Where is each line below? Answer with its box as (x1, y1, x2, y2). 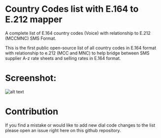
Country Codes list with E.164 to (5, 3, 139, 15)
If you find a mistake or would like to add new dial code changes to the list (5, 122, 156, 128)
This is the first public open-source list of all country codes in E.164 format (5, 45, 157, 51)
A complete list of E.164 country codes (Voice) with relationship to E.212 (5, 30, 151, 36)
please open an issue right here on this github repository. (5, 127, 121, 133)
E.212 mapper (5, 14, 63, 25)
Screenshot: (5, 73, 57, 84)
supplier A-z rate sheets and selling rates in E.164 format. (5, 55, 121, 61)
